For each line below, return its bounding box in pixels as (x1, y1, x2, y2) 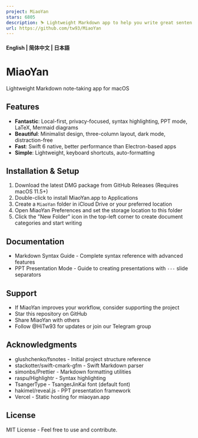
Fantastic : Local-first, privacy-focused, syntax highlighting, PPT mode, (14, 118, 187, 125)
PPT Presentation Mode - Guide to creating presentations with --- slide (14, 265, 189, 272)
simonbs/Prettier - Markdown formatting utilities (14, 368, 131, 375)
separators (14, 271, 41, 278)
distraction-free (14, 137, 53, 144)
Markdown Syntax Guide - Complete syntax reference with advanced (14, 252, 183, 259)
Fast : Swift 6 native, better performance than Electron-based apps (14, 142, 177, 150)
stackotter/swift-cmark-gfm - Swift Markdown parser (14, 362, 144, 369)
